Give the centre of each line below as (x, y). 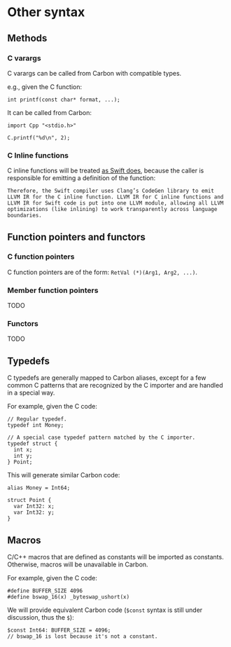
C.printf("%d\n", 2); (39, 137)
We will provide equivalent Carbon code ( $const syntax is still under (105, 610)
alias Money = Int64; (39, 488)
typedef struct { (33, 444)
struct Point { (29, 500)
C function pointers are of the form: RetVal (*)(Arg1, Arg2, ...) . (103, 272)
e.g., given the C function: (45, 87)
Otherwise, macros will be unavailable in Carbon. (78, 564)
